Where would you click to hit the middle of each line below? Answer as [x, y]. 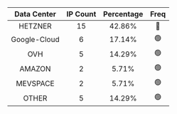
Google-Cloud [35, 39]
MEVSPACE [35, 83]
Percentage [123, 14]
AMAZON [35, 68]
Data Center [35, 14]
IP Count [81, 14]
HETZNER [35, 26]
